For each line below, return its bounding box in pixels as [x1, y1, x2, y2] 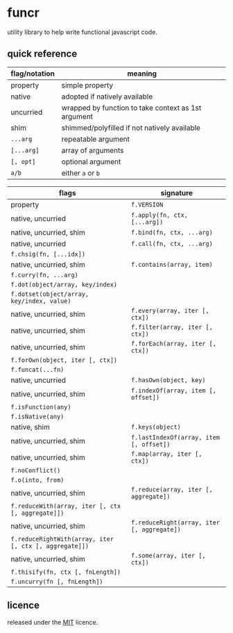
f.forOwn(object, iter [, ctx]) [10, 356, 118, 364]
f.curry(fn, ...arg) [10, 271, 78, 279]
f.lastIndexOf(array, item [130, 433, 221, 441]
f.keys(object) [130, 422, 182, 431]
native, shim [10, 422, 50, 431]
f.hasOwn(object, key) [130, 376, 206, 384]
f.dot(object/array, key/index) [10, 280, 118, 288]
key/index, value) [10, 297, 71, 305]
